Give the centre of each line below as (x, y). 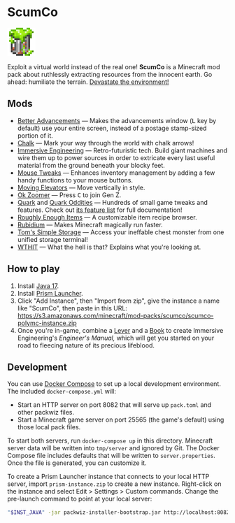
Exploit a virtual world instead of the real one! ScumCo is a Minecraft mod (114, 66)
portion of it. (35, 135)
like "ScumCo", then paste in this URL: (72, 308)
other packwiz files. (46, 413)
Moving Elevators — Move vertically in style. (81, 187)
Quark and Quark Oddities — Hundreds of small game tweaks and (113, 202)
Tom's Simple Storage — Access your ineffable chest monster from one (121, 232)
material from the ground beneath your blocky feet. (91, 165)
